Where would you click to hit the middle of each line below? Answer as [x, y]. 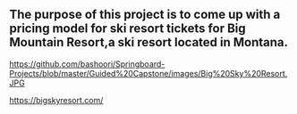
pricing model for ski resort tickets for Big [127, 29]
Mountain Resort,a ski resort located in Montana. [149, 42]
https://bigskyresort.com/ [56, 100]
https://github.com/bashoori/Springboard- [87, 64]
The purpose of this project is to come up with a [145, 15]
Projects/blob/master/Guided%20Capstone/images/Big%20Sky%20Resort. [148, 73]
